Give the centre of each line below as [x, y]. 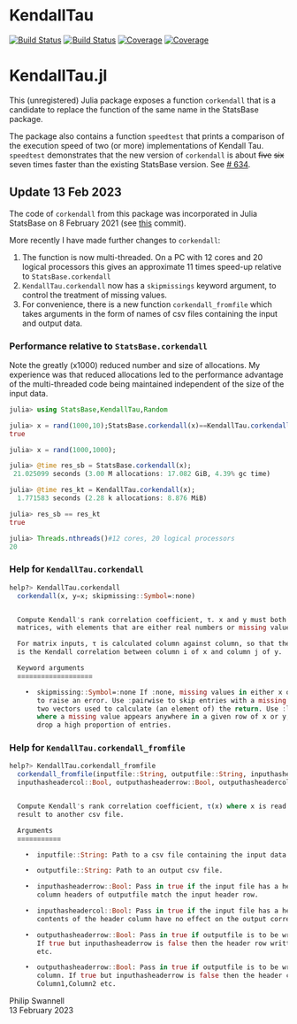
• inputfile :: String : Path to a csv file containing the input [146, 855]
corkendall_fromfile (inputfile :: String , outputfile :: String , [132, 774]
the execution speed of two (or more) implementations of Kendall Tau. [137, 145]
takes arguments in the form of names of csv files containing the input [150, 313]
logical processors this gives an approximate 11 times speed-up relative [152, 266]
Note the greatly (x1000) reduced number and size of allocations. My [135, 365]
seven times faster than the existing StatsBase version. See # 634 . [130, 164]
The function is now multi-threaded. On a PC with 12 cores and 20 [142, 257]
